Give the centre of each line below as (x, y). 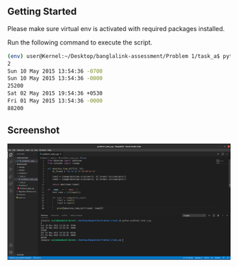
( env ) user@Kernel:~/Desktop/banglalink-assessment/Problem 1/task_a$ (114, 56)
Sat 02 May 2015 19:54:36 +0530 (55, 94)
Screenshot (34, 130)
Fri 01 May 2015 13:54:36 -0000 (55, 101)
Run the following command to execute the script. (80, 42)
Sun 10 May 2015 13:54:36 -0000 (55, 78)
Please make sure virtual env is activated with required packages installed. (116, 28)
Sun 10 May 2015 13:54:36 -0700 (55, 71)
